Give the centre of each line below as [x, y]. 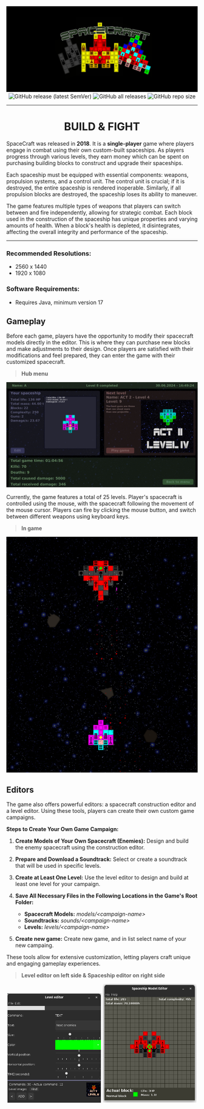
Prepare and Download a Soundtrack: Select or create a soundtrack [101, 859]
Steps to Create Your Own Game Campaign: [63, 829]
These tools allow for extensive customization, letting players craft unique [99, 957]
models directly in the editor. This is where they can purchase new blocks [98, 342]
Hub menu [35, 374]
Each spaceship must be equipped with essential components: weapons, [97, 175]
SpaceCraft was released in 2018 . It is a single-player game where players [100, 144]
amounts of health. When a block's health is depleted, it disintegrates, [93, 225]
